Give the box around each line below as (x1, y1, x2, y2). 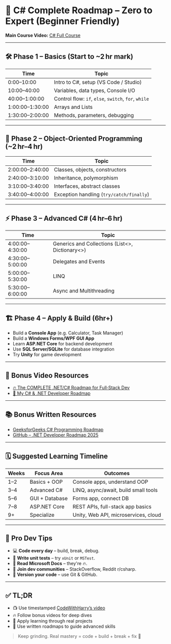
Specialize (30, 511, 55, 518)
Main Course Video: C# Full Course (5, 32, 81, 38)
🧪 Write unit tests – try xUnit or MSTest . (12, 555, 95, 561)
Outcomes (104, 470, 130, 477)
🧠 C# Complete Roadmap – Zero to (5, 5, 153, 16)
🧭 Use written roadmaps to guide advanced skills (12, 623, 116, 630)
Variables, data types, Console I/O (53, 86, 135, 94)
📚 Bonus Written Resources (5, 411, 97, 419)
